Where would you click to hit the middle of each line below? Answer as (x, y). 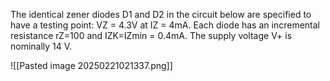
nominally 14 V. (41, 46)
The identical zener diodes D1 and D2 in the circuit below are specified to (161, 14)
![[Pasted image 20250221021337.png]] (91, 65)
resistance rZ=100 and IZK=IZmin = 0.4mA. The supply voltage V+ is (151, 35)
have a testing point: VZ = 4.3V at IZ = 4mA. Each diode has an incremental (165, 25)
